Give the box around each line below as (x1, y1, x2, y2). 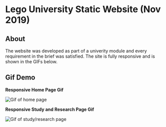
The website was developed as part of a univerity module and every (5, 48, 147, 54)
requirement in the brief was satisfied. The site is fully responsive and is (5, 53, 155, 59)
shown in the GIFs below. (5, 59, 58, 64)
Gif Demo (5, 73, 35, 82)
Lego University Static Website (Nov (5, 4, 161, 15)
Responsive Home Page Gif (5, 87, 64, 93)
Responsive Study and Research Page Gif (5, 106, 95, 112)
